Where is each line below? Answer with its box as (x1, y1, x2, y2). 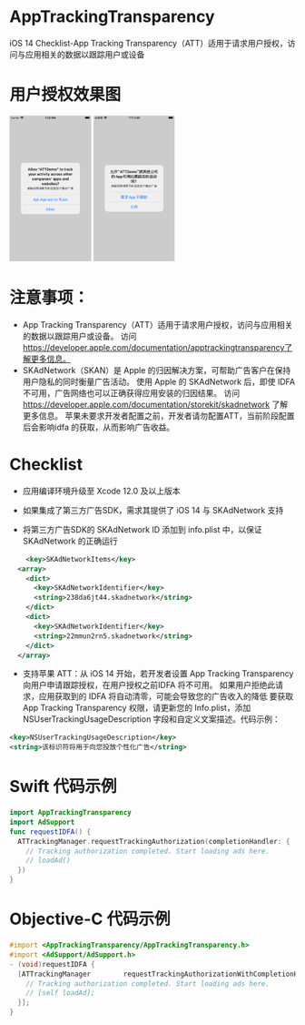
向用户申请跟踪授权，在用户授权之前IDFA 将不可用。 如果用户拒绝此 (22, 680, 276, 691)
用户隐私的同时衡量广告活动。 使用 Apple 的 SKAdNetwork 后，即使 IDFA (22, 376, 296, 387)
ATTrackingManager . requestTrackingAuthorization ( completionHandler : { (17, 837, 290, 846)
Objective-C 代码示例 (9, 908, 171, 929)
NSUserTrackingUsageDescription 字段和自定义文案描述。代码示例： (22, 714, 281, 725)
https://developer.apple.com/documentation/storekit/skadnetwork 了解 (22, 399, 289, 410)
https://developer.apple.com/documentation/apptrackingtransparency (22, 341, 285, 352)
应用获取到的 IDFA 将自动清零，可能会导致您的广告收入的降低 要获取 (38, 691, 294, 702)
